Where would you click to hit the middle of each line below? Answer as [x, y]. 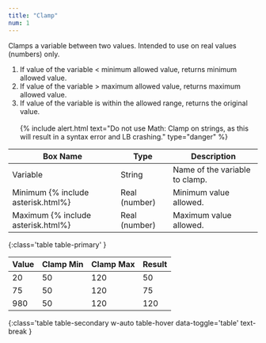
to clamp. [190, 179]
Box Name [63, 156]
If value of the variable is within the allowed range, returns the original [133, 103]
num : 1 [19, 23]
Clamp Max [113, 264]
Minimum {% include [51, 192]
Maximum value [202, 215]
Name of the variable [212, 170]
